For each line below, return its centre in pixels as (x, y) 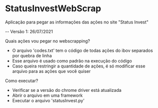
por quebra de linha (32, 55)
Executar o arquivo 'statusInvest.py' (48, 100)
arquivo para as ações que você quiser (51, 71)
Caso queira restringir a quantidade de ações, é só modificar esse (79, 66)
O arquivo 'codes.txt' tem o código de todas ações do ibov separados (82, 50)
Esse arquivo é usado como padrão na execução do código (72, 61)
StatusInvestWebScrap (53, 9)
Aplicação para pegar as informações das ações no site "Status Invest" (77, 22)
